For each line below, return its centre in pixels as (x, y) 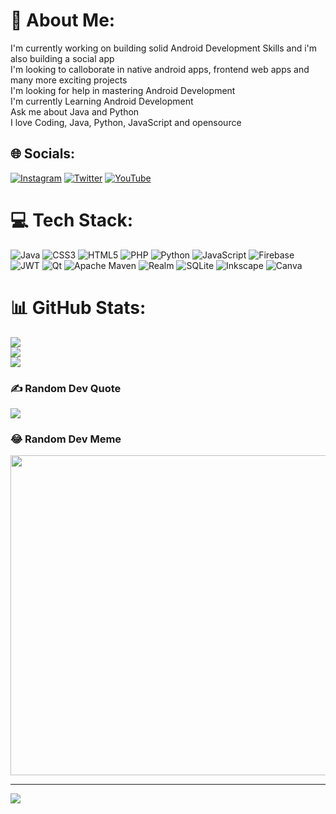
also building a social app (62, 58)
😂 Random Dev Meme (66, 439)
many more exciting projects (69, 80)
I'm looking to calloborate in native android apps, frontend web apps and (160, 69)
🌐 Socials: (43, 154)
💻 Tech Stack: (72, 220)
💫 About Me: (63, 20)
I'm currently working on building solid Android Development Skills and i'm (164, 48)
